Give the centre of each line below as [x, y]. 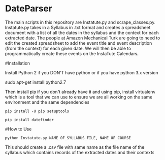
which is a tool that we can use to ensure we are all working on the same [79, 97]
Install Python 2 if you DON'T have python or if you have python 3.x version [82, 72]
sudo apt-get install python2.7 [36, 82]
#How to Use [18, 129]
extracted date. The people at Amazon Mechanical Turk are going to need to [82, 38]
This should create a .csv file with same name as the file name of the [75, 147]
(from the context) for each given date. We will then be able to [68, 48]
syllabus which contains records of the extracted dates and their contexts [80, 152]
